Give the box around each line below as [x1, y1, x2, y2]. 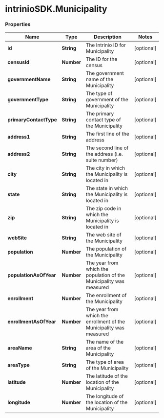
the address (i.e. [85, 151, 123, 158]
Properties [5, 21, 31, 28]
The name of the [85, 339, 124, 346]
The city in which [85, 165, 125, 172]
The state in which [85, 185, 128, 192]
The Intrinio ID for [85, 42, 126, 48]
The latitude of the [85, 373, 128, 380]
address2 [7, 151, 30, 158]
